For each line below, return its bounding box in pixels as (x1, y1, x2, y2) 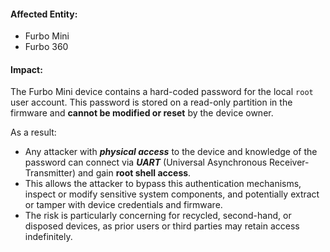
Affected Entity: (10, 8, 78, 20)
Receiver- (269, 156, 310, 169)
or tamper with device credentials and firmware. (24, 199, 223, 211)
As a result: (10, 126, 57, 139)
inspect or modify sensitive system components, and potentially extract (24, 188, 320, 200)
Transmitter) (24, 167, 77, 179)
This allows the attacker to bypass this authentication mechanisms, (24, 178, 302, 190)
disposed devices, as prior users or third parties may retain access (24, 220, 300, 232)
